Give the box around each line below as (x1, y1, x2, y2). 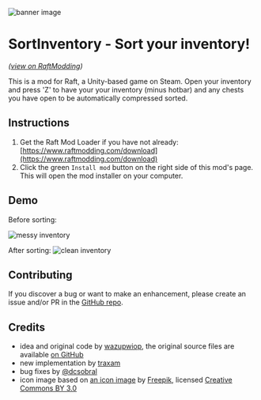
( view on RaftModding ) (8, 61, 83, 70)
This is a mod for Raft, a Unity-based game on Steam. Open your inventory (8, 76, 252, 86)
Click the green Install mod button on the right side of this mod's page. (19, 162, 254, 172)
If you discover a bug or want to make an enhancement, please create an (8, 289, 247, 299)
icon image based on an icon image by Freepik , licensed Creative (19, 375, 233, 385)
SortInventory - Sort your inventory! (8, 36, 251, 53)
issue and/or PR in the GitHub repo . (8, 297, 124, 308)
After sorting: (8, 245, 51, 255)
